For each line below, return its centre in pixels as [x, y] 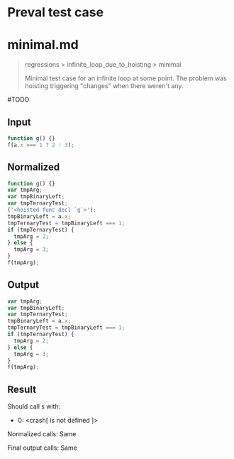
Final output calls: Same [43, 448]
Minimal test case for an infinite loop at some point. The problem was [126, 78]
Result [22, 389]
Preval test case [56, 12]
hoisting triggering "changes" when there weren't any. [104, 86]
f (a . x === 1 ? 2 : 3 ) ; [41, 145]
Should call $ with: [34, 406]
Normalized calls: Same [42, 434]
